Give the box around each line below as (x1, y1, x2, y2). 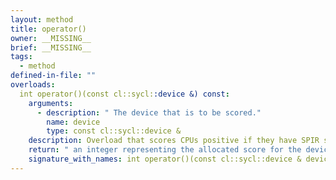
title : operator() (10, 24, 87, 34)
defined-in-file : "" (10, 71, 97, 81)
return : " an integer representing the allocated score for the (28, 145, 302, 155)
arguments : (28, 98, 74, 108)
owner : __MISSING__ (10, 33, 92, 43)
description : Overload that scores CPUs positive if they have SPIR (28, 136, 320, 146)
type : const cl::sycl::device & (46, 126, 182, 136)
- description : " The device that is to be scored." (36, 107, 262, 118)
